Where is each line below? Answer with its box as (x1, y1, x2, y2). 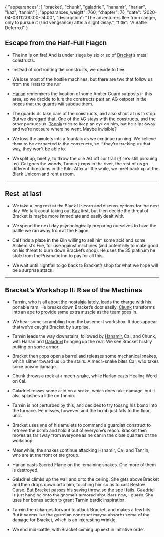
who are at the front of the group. (12, 453, 80, 458)
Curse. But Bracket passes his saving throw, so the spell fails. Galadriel (12, 487, 155, 493)
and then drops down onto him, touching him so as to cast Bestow (12, 482, 145, 488)
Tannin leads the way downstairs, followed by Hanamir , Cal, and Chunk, (12, 333, 156, 339)
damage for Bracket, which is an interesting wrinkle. (12, 517, 117, 523)
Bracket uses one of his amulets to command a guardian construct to (12, 422, 151, 428)
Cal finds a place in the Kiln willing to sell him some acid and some (12, 237, 146, 243)
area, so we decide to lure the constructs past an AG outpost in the (12, 96, 147, 102)
